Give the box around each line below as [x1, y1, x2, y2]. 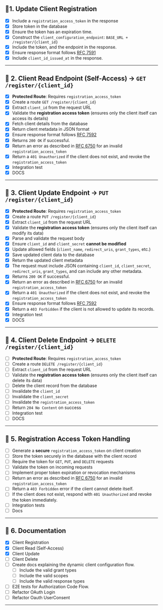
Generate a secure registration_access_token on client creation [12, 447, 142, 453]
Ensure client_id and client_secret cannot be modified [12, 241, 127, 246]
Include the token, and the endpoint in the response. [12, 44, 117, 50]
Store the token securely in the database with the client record [12, 453, 137, 459]
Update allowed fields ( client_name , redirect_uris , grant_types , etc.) [12, 246, 151, 252]
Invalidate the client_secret [12, 393, 69, 399]
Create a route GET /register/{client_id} [12, 99, 97, 105]
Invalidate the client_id [12, 388, 60, 394]
